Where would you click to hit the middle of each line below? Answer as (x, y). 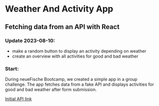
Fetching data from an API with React (62, 27)
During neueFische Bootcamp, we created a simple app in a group (71, 79)
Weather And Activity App (59, 9)
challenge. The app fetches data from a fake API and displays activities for (79, 84)
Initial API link (18, 99)
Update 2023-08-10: (30, 41)
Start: (12, 69)
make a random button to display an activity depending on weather (79, 51)
